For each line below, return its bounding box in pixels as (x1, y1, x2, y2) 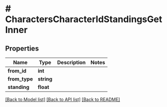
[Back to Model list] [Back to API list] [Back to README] (5, 96, 120, 102)
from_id (8, 67, 27, 74)
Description (57, 59, 86, 65)
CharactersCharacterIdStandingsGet (5, 13, 162, 25)
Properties (5, 44, 39, 52)
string (37, 75, 53, 82)
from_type (8, 75, 33, 82)
